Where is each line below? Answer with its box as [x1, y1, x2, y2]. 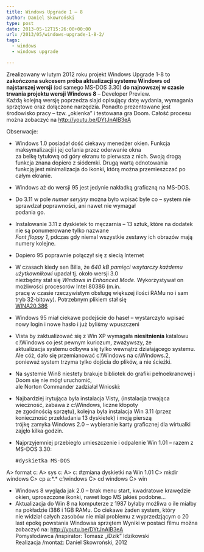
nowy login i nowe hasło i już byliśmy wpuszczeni [15, 320, 140, 328]
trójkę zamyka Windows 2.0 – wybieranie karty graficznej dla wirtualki [15, 420, 191, 428]
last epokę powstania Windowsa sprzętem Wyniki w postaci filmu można [15, 519, 198, 526]
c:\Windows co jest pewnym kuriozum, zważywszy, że [15, 339, 152, 346]
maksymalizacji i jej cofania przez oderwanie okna [15, 146, 141, 153]
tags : [6, 37, 20, 43]
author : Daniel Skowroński [6, 15, 75, 21]
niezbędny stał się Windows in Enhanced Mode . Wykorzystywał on [15, 276, 184, 283]
